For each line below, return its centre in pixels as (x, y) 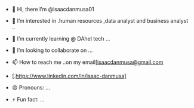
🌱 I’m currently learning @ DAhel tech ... (61, 38)
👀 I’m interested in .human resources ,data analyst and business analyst (100, 21)
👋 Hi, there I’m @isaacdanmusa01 (53, 9)
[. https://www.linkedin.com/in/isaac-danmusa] (69, 76)
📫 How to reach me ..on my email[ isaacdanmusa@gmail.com (87, 62)
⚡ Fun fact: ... (28, 99)
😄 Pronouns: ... (31, 87)
